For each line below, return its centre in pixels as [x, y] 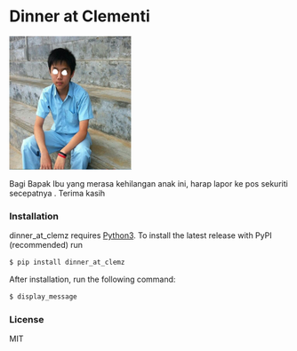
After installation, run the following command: [92, 279]
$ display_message [43, 297]
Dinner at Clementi [80, 16]
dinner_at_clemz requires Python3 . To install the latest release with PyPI [141, 235]
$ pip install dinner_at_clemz [67, 263]
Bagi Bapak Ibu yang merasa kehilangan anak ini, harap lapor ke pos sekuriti [149, 183]
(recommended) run [46, 245]
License [27, 319]
